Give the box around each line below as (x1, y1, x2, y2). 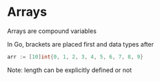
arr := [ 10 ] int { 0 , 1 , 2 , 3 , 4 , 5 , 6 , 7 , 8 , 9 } (7, 53, 143, 60)
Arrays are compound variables (7, 27, 97, 35)
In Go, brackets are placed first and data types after (7, 40, 154, 48)
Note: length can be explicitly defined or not (7, 66, 132, 74)
